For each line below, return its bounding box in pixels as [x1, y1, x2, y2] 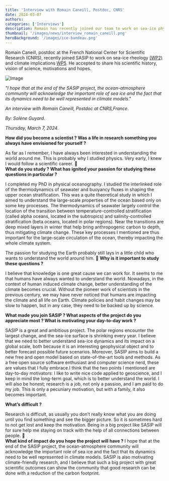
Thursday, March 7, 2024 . [5, 125, 59, 131]
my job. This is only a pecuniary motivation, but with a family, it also [5, 386, 145, 392]
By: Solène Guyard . [5, 115, 45, 121]
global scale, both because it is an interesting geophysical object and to [5, 343, 154, 349]
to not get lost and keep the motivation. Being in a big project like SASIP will [5, 422, 162, 428]
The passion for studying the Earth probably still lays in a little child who [5, 250, 154, 256]
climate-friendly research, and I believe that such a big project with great [5, 459, 156, 465]
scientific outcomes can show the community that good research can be [5, 464, 155, 470]
